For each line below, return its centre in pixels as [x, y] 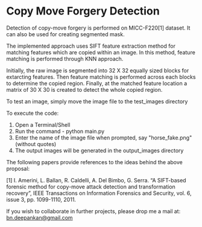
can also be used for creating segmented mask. [65, 34]
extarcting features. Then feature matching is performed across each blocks [101, 77]
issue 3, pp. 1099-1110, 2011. [41, 199]
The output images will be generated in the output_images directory [99, 150]
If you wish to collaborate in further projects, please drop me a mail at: [93, 211]
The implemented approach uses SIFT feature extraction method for [91, 46]
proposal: [18, 168]
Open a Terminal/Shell [43, 124]
